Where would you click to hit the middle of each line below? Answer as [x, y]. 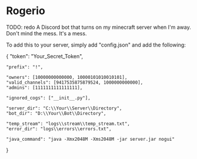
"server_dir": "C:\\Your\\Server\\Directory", [64, 108]
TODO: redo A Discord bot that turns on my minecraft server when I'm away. [98, 27]
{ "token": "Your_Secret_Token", [45, 56]
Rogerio [26, 11]
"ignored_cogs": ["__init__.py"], [49, 98]
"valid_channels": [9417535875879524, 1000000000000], [75, 82]
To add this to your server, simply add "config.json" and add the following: [96, 45]
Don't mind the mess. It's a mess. [46, 33]
